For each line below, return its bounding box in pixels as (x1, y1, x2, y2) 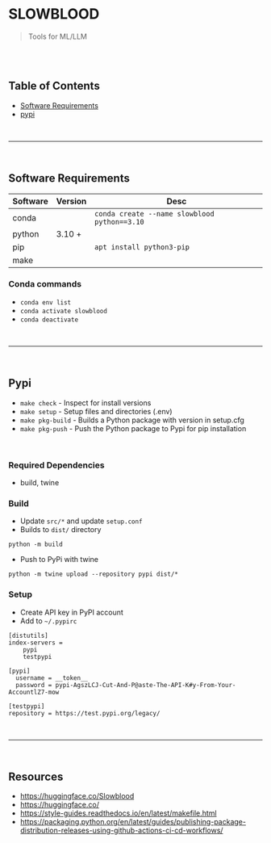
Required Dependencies (8, 459, 105, 471)
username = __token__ (15, 673, 89, 682)
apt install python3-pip (94, 242, 190, 251)
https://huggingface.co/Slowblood (19, 791, 135, 801)
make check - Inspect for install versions (19, 397, 152, 408)
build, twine (19, 477, 60, 487)
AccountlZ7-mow (8, 688, 60, 696)
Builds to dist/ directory (19, 525, 102, 535)
